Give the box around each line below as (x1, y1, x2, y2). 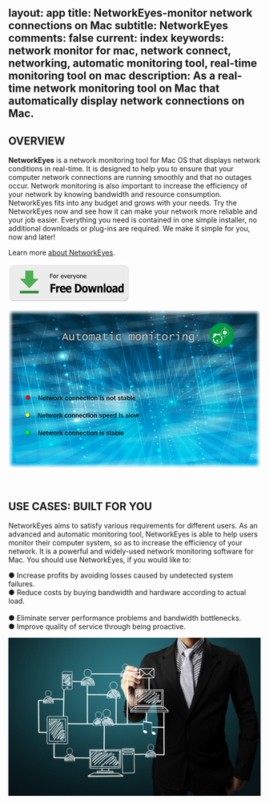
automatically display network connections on (8, 94, 245, 108)
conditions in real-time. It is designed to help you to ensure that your (8, 164, 234, 173)
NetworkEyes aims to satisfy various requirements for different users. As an (8, 521, 259, 531)
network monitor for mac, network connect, (8, 44, 231, 58)
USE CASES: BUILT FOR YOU (8, 500, 152, 513)
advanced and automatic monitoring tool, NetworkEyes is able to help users (8, 529, 259, 539)
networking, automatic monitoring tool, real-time (8, 56, 258, 71)
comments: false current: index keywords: (8, 31, 225, 45)
